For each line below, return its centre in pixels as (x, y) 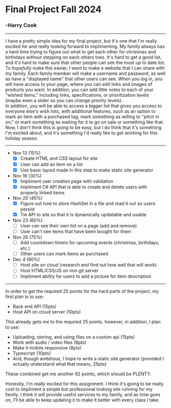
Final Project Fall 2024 (53, 9)
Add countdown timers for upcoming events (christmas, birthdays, (90, 243)
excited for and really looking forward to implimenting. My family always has (85, 46)
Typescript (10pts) (32, 353)
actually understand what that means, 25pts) (60, 364)
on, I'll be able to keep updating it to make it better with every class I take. (82, 400)
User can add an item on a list (51, 164)
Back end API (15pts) (35, 307)
